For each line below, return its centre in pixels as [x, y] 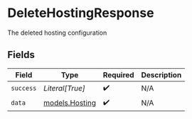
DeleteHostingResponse [81, 13]
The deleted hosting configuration [57, 33]
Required [118, 74]
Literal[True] [64, 89]
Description [161, 74]
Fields [21, 55]
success [24, 89]
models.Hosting [70, 103]
